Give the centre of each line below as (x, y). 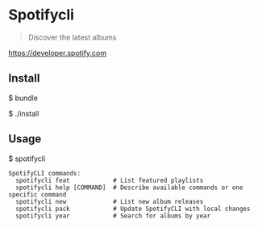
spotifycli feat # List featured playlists (110, 180)
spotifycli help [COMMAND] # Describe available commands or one (129, 188)
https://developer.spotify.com (58, 53)
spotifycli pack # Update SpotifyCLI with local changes (133, 209)
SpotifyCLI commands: (45, 173)
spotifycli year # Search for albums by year (113, 216)
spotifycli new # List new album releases (110, 201)
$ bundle (23, 98)
